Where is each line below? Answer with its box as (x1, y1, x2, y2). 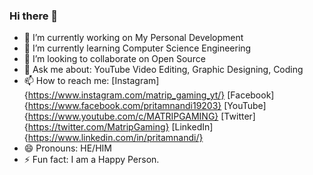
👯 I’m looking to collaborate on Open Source (23, 53, 206, 65)
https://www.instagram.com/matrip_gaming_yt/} (27, 89, 226, 101)
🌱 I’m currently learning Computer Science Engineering (23, 42, 252, 54)
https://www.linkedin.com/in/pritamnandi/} (27, 132, 204, 144)
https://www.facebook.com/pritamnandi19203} (27, 100, 222, 112)
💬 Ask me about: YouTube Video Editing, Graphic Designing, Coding (23, 64, 304, 76)
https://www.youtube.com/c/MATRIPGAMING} (27, 110, 219, 123)
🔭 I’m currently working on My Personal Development (23, 32, 244, 44)
